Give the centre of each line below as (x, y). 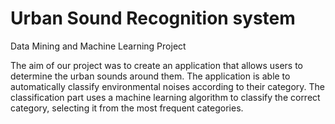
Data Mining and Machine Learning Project (98, 46)
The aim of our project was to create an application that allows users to (156, 65)
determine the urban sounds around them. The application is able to (150, 76)
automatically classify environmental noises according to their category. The (168, 86)
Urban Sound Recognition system (153, 18)
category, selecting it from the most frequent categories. (127, 108)
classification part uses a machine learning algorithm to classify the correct (165, 97)
